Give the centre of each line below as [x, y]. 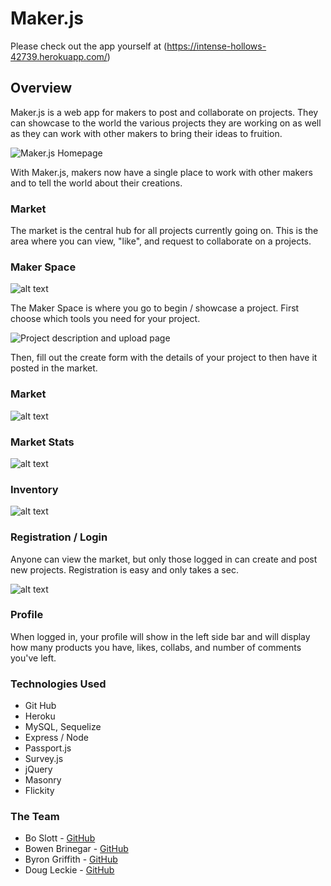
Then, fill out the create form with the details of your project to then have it [164, 358]
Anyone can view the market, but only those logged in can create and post [164, 559]
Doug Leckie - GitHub [69, 870]
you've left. [33, 658]
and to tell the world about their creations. [96, 183]
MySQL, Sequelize [63, 727]
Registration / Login [59, 537]
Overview [41, 88]
